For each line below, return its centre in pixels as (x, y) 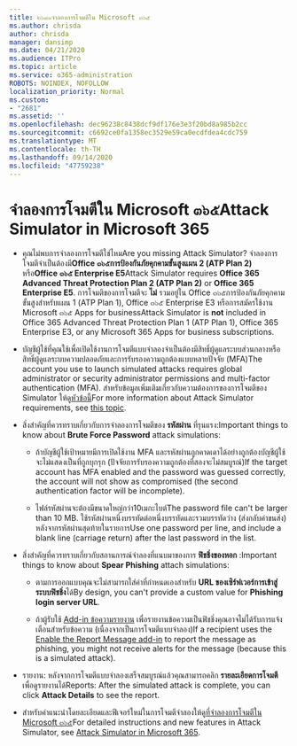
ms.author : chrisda (45, 26)
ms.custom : (29, 100)
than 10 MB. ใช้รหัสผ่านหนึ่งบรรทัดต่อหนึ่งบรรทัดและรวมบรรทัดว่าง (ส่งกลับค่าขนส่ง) (161, 518)
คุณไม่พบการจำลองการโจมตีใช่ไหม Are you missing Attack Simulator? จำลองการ (150, 253)
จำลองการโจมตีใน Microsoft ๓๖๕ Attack (139, 210)
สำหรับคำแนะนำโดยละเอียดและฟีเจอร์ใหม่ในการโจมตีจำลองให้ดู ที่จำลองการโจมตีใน (142, 712)
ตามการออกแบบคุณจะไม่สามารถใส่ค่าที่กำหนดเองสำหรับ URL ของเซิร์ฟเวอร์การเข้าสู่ (156, 582)
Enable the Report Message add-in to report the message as (146, 640)
